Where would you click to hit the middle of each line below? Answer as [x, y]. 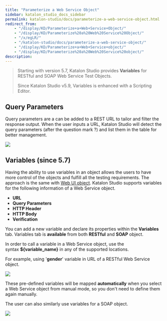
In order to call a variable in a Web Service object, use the [65, 244]
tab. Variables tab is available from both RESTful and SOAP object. [74, 234]
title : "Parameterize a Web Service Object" [52, 10]
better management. [26, 135]
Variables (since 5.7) [38, 160]
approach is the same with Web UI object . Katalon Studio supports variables [83, 183]
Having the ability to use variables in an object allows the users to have [78, 172]
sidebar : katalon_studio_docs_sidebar [45, 15]
